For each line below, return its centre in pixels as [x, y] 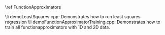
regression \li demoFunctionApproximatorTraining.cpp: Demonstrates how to [83, 22]
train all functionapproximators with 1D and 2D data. [58, 27]
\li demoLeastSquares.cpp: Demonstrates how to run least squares [73, 17]
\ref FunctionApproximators [33, 7]
